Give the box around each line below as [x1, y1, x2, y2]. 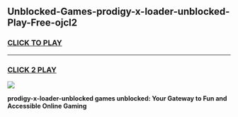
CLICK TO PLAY [7, 38, 62, 48]
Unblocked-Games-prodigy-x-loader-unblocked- [7, 6, 230, 18]
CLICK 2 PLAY [7, 65, 57, 74]
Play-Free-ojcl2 [7, 17, 78, 29]
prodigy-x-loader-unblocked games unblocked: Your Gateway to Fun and [7, 94, 227, 102]
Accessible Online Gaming [7, 101, 87, 110]
